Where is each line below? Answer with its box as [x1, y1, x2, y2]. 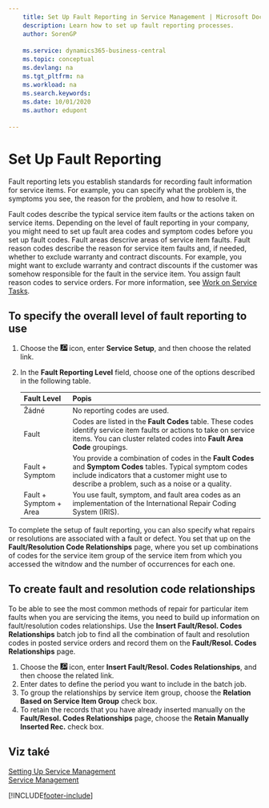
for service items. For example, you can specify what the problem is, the [8, 186, 247, 195]
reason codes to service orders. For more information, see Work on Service [8, 278, 258, 288]
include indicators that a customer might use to [72, 471, 227, 480]
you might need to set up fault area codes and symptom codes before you [8, 226, 254, 236]
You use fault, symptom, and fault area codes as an [72, 490, 241, 500]
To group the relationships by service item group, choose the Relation [19, 688, 251, 697]
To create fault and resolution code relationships [8, 582, 256, 596]
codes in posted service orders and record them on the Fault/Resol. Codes [8, 638, 257, 647]
